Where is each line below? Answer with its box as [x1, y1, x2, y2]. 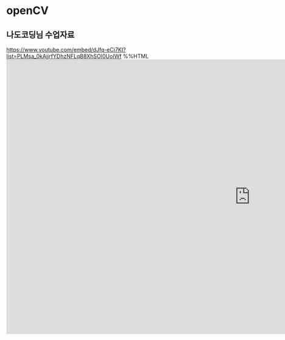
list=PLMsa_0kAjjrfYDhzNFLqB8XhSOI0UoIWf [6, 52, 122, 60]
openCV [6, 4, 49, 18]
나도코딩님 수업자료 [6, 29, 75, 40]
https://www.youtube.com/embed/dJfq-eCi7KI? [6, 46, 126, 53]
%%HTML [122, 52, 149, 60]
